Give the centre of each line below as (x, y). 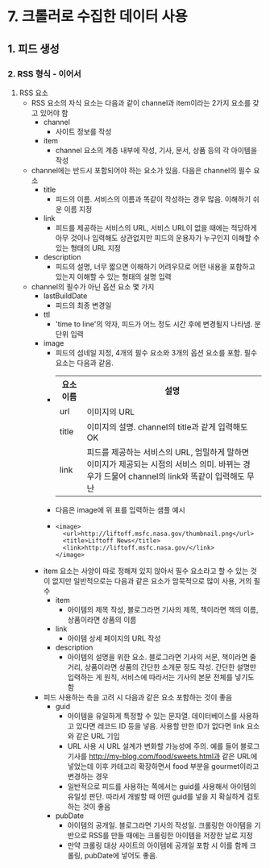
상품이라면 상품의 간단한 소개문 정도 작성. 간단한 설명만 (170, 667)
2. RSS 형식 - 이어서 (44, 73)
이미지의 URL (110, 412)
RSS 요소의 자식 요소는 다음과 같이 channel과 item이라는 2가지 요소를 (141, 102)
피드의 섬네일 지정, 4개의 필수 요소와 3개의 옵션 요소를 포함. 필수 (156, 352)
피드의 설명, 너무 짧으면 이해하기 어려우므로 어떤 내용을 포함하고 (155, 266)
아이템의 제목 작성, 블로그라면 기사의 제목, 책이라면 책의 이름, (163, 609)
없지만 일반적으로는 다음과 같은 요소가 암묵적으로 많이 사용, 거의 (152, 580)
